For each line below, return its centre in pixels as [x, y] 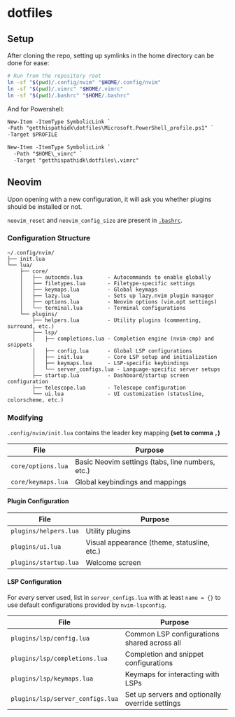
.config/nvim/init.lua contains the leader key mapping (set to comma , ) [114, 433]
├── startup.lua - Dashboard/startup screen [111, 375]
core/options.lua [40, 466]
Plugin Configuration [38, 501]
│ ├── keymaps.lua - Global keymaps [89, 289]
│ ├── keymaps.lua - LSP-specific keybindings [111, 363]
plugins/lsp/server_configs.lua [65, 698]
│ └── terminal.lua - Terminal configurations [103, 308]
